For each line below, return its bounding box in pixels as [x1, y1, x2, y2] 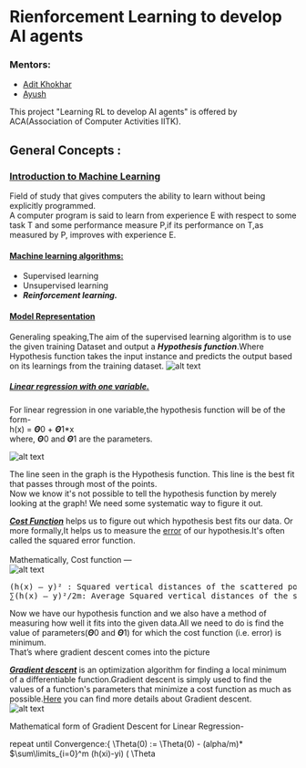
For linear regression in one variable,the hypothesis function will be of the [9, 404, 286, 415]
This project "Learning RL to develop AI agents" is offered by [9, 107, 238, 118]
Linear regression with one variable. [9, 381, 150, 392]
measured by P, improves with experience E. [9, 230, 177, 241]
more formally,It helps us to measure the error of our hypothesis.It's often [9, 524, 285, 535]
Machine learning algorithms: [9, 250, 124, 261]
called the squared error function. [9, 534, 136, 545]
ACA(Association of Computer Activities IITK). [9, 116, 182, 127]
